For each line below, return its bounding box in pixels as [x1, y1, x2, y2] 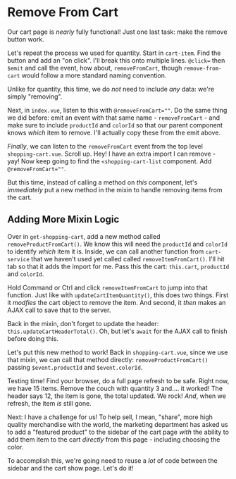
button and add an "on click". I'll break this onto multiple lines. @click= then [7, 56, 225, 64]
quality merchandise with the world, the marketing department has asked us [7, 420, 228, 428]
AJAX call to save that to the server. [7, 306, 111, 314]
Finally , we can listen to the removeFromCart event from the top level [7, 142, 203, 150]
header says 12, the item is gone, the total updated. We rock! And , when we [7, 392, 227, 400]
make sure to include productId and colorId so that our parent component [7, 120, 223, 129]
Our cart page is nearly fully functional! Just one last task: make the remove [7, 27, 228, 36]
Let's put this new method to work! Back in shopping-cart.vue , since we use [7, 348, 228, 356]
